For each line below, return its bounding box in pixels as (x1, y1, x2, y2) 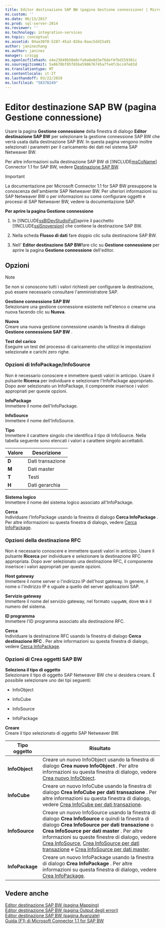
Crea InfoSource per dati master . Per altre (42, 828, 143, 835)
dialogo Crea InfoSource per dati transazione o (42, 821, 154, 828)
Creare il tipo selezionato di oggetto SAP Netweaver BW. (5, 730, 119, 736)
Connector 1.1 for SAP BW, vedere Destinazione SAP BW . (5, 164, 119, 170)
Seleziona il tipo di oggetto (5, 667, 60, 673)
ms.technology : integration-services (5, 30, 82, 35)
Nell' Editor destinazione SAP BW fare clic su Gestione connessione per (12, 242, 160, 248)
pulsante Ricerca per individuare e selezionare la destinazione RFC (5, 553, 141, 559)
